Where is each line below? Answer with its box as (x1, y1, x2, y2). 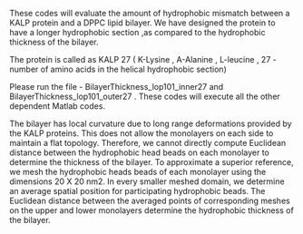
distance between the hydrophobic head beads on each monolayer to (9, 147, 269, 158)
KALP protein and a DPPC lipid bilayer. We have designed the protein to (9, 17, 276, 28)
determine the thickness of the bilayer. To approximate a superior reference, (9, 157, 294, 167)
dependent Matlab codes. (9, 101, 106, 112)
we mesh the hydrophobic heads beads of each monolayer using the (9, 167, 267, 177)
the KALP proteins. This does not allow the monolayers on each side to (9, 128, 274, 139)
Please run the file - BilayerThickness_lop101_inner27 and (9, 82, 224, 92)
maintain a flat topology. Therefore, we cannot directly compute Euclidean (9, 138, 287, 148)
